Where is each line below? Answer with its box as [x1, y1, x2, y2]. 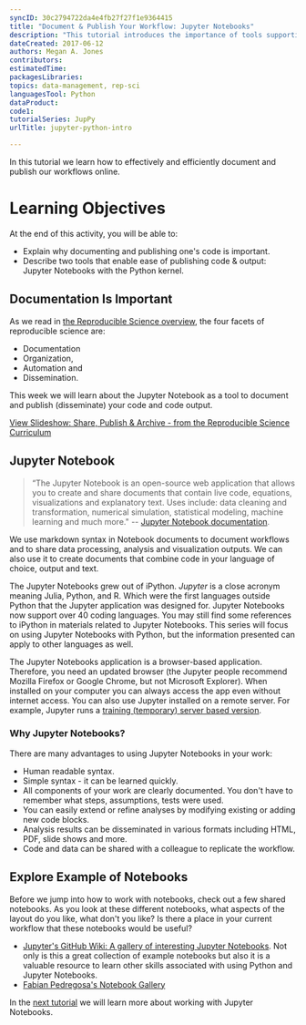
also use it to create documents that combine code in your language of [9, 553, 275, 564]
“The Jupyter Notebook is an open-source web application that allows [31, 477, 296, 488]
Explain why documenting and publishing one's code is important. [22, 245, 270, 256]
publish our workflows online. [9, 166, 120, 177]
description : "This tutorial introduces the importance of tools [9, 30, 262, 39]
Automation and [22, 362, 83, 374]
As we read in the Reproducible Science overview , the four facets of [9, 315, 265, 326]
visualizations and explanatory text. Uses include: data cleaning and [31, 497, 287, 507]
